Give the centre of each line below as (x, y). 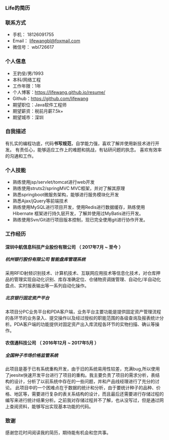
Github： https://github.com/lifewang (50, 98)
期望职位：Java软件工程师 (39, 104)
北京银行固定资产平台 (27, 298)
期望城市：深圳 (28, 117)
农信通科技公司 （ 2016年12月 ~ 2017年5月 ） (52, 343)
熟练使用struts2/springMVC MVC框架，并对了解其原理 (69, 188)
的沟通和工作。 (21, 156)
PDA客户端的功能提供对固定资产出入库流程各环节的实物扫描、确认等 (84, 324)
